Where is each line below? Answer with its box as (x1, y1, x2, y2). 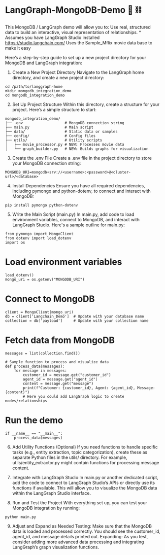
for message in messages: (14, 368, 67, 373)
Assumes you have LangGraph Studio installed (5, 35, 100, 40)
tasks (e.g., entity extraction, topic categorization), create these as (12, 449, 148, 455)
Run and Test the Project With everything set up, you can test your (12, 499, 147, 506)
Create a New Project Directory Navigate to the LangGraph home (12, 69, 144, 75)
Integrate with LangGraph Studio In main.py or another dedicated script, (12, 474, 159, 480)
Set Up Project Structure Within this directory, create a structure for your (12, 101, 160, 107)
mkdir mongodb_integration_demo (5, 88, 71, 93)
